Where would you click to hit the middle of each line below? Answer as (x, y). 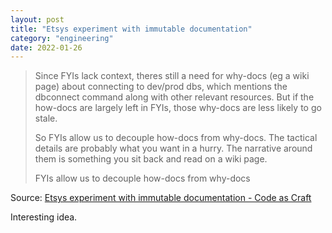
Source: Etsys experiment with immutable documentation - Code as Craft (161, 198)
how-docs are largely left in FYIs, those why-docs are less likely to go (178, 108)
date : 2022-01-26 (46, 47)
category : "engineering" (62, 38)
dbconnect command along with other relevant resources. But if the (174, 97)
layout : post (37, 19)
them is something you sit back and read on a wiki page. (151, 159)
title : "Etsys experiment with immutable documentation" (131, 29)
